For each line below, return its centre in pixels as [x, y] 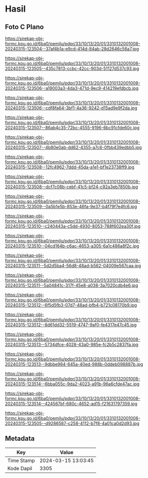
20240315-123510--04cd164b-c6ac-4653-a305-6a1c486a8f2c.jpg [72, 246]
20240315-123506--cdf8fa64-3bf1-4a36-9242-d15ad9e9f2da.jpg [71, 108]
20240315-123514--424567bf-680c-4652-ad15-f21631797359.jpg [71, 404]
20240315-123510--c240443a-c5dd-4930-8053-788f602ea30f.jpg [73, 226]
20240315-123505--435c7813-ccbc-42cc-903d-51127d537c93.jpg [72, 68]
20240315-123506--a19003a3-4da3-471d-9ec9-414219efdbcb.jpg [72, 88]
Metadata [20, 438]
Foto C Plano [24, 27]
